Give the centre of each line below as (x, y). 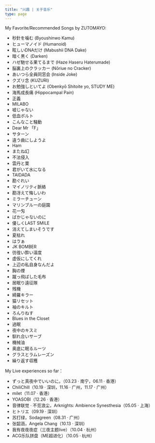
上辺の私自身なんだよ (33, 264)
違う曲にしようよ (29, 140)
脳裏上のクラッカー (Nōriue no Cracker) (51, 68)
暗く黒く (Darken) (30, 56)
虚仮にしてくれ (27, 258)
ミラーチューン (27, 199)
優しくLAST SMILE (31, 223)
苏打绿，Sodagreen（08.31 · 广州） (47, 417)
